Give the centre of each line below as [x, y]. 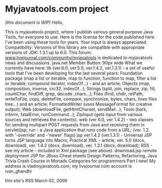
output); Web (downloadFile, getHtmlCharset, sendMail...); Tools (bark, [76, 109]
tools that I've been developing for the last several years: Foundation [74, 73]
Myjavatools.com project [57, 9]
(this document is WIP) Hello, [34, 22]
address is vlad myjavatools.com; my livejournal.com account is [69, 166]
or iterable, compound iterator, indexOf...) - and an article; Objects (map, [78, 83]
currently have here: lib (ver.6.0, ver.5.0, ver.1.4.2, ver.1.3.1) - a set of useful [80, 68]
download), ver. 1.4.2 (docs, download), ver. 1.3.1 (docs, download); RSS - [79, 145]
